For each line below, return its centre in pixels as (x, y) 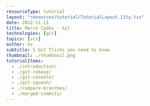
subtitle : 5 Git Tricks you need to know (58, 50)
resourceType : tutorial (36, 11)
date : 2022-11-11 (28, 22)
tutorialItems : (25, 61)
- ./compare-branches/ (39, 88)
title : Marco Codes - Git (38, 28)
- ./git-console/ (33, 77)
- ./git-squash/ (31, 83)
